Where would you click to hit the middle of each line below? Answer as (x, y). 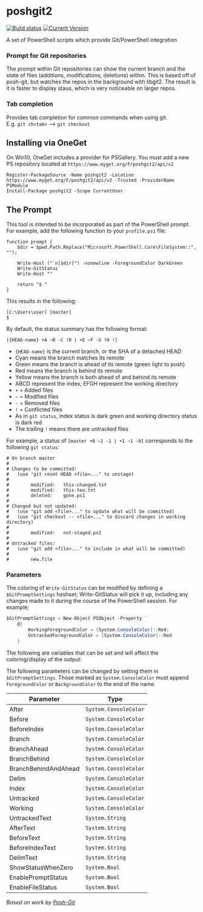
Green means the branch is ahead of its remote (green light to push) (100, 364)
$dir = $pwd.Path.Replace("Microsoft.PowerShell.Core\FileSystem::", (107, 248)
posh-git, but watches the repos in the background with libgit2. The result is (101, 82)
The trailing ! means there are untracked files (72, 429)
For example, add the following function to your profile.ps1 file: (86, 231)
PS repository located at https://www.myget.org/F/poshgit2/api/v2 (90, 164)
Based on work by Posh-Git (41, 902)
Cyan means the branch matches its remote (70, 358)
